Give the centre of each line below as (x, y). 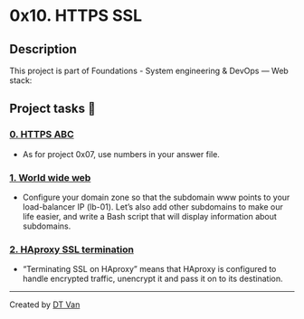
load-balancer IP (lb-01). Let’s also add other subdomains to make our (152, 206)
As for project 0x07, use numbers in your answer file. (121, 154)
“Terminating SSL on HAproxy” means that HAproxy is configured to (149, 269)
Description (43, 49)
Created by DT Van (45, 305)
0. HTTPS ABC (42, 135)
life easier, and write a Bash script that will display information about (150, 216)
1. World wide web (50, 177)
